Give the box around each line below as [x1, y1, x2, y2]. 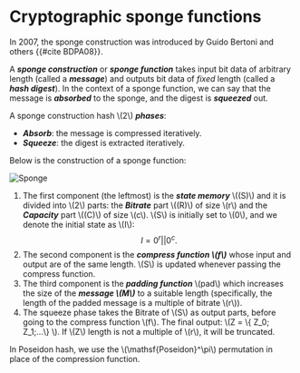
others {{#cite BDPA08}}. [9, 45, 104, 56]
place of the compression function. [9, 353, 140, 364]
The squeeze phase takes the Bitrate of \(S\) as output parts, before [22, 307, 276, 318]
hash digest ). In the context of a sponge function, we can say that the [9, 83, 272, 93]
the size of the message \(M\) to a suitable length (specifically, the [22, 288, 273, 299]
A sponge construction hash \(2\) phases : [9, 110, 167, 121]
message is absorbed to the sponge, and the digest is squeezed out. [9, 93, 269, 103]
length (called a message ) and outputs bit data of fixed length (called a [9, 73, 276, 83]
